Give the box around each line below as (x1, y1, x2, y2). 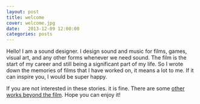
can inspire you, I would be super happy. (6, 73, 108, 81)
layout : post (6, 8, 39, 15)
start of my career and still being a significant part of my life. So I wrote (6, 61, 183, 68)
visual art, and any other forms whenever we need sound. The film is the (6, 54, 187, 61)
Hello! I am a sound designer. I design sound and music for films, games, (6, 47, 187, 55)
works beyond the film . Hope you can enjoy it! (6, 91, 121, 99)
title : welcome (6, 14, 45, 20)
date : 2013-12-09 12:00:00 (6, 25, 80, 32)
